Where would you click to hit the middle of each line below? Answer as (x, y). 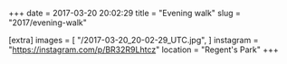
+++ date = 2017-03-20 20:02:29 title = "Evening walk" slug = (125, 13)
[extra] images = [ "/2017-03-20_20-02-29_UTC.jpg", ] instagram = (134, 40)
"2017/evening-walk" (48, 23)
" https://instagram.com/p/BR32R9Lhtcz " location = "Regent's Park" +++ (144, 50)
